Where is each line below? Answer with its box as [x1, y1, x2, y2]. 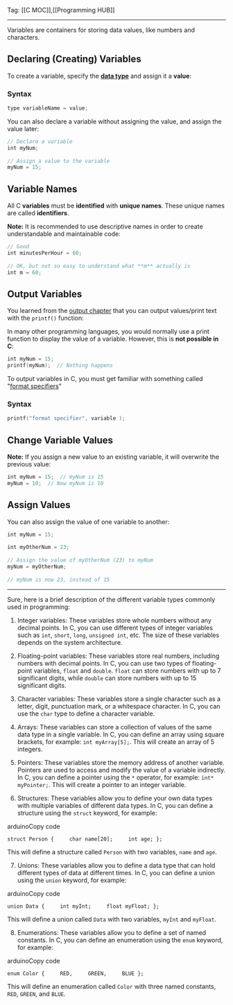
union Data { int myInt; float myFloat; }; [7, 902, 159, 910]
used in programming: [7, 602, 71, 611]
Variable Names [7, 183, 78, 195]
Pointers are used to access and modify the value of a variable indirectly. [17, 766, 226, 774]
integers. [17, 745, 43, 753]
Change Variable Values [7, 434, 113, 446]
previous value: [7, 460, 51, 468]
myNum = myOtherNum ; [7, 564, 67, 571]
